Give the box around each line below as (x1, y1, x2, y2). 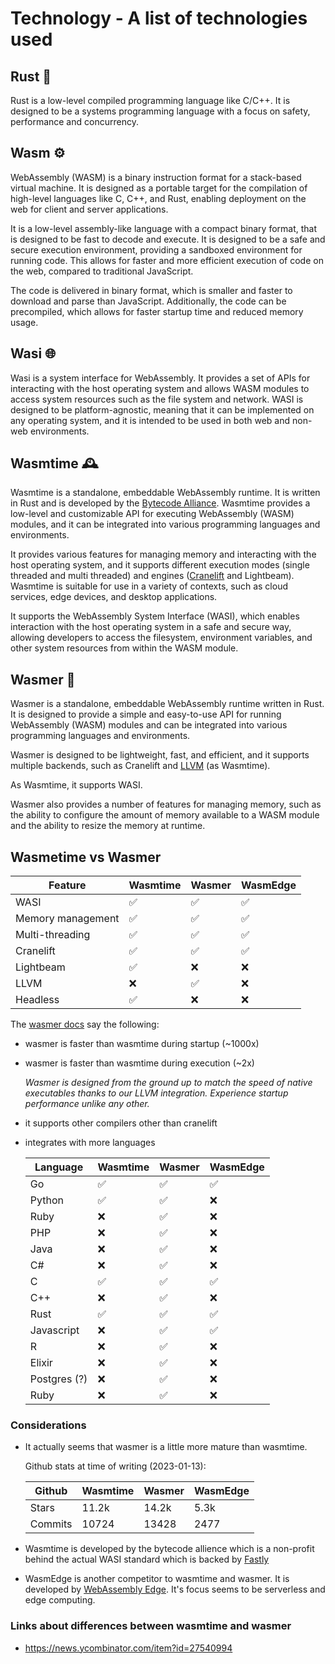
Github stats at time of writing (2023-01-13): (24, 1460, 207, 1472)
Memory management (15, 912, 120, 926)
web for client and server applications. (10, 203, 169, 215)
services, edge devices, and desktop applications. (10, 591, 218, 603)
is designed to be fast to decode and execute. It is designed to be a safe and (10, 233, 326, 245)
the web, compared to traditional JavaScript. (10, 265, 194, 277)
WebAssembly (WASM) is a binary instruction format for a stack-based (10, 171, 302, 183)
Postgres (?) (29, 1372, 88, 1386)
